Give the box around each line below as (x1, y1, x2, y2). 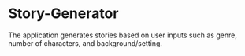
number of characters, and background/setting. (8, 38, 163, 47)
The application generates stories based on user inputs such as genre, (8, 30, 238, 40)
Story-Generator (8, 5, 119, 23)
